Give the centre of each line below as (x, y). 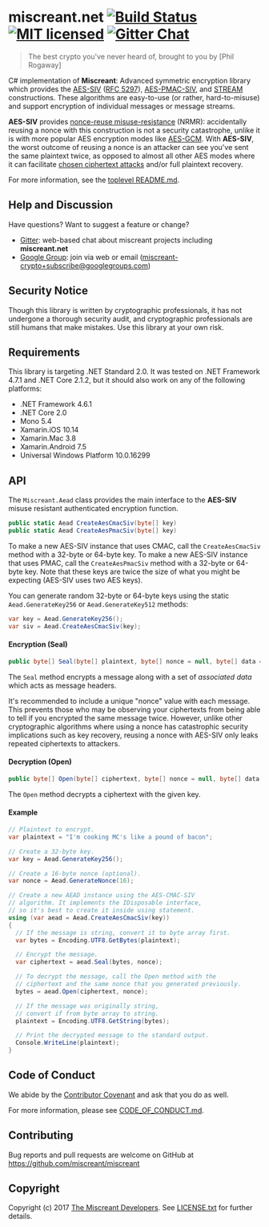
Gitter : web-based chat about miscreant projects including (116, 240)
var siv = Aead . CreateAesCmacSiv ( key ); (75, 626)
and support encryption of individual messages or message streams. (122, 106)
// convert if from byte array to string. (87, 1014)
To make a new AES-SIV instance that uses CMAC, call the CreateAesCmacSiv (134, 546)
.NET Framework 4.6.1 (56, 404)
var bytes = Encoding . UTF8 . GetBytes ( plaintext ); (98, 940)
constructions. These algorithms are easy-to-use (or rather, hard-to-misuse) (134, 97)
